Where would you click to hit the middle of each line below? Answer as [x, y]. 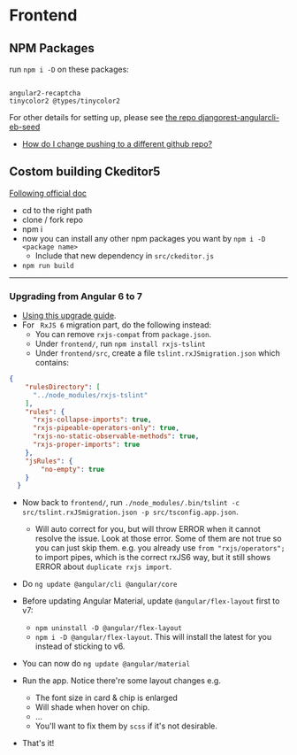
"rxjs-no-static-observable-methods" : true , [116, 436]
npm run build [48, 266]
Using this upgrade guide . [69, 316]
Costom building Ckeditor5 [85, 172]
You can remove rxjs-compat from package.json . [123, 335]
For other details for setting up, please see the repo [103, 117]
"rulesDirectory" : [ [63, 387]
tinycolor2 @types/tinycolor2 [65, 101]
